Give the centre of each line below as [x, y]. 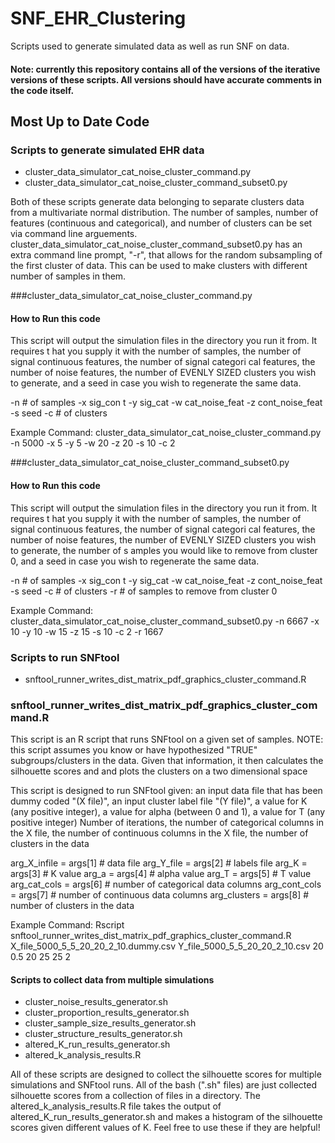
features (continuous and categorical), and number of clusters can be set [161, 223]
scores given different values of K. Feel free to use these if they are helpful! [165, 1128]
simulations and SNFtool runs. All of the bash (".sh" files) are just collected [164, 1085]
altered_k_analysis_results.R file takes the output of [116, 1106]
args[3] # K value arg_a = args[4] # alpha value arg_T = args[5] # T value [161, 874]
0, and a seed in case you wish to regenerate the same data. [135, 561]
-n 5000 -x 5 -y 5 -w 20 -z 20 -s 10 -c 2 [93, 443]
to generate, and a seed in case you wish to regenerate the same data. [156, 383]
